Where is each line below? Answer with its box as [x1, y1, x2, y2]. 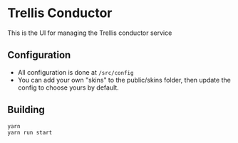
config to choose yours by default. [17, 83, 119, 92]
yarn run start [7, 129, 53, 137]
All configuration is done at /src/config [17, 68, 134, 76]
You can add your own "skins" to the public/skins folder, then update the [17, 75, 232, 84]
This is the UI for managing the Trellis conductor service [7, 28, 172, 37]
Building [7, 104, 45, 116]
